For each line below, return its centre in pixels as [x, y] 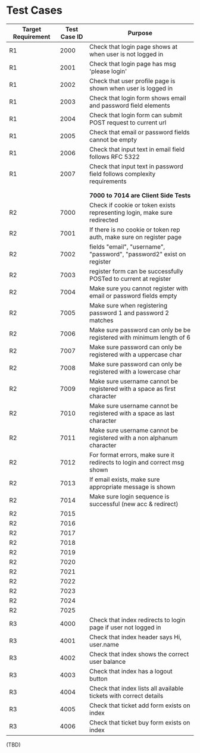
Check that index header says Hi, [135, 637]
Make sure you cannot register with [139, 288]
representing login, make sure [131, 212]
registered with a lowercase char [135, 371]
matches [101, 320]
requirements [108, 181]
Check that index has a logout [131, 671]
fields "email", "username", [127, 246]
